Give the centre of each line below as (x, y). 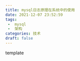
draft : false (19, 39)
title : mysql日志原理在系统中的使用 (40, 10)
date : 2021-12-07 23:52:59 (34, 15)
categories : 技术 (23, 34)
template (15, 53)
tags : (11, 19)
